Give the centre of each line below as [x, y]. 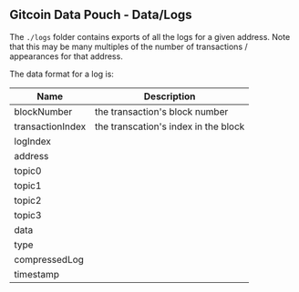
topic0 [28, 170]
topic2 [28, 200]
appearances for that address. [66, 56]
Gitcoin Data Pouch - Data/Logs [101, 15]
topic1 [28, 186]
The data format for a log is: [62, 74]
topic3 [28, 215]
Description [170, 96]
